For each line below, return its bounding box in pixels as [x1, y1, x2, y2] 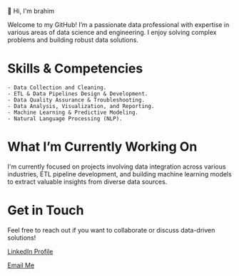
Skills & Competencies [7, 60, 143, 77]
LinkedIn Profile [7, 247, 54, 255]
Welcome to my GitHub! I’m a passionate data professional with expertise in [7, 21, 230, 28]
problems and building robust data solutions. [7, 36, 139, 44]
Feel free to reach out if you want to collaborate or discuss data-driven [7, 225, 215, 234]
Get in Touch [7, 203, 84, 218]
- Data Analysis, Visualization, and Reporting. [7, 102, 155, 110]
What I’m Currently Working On [7, 139, 198, 155]
